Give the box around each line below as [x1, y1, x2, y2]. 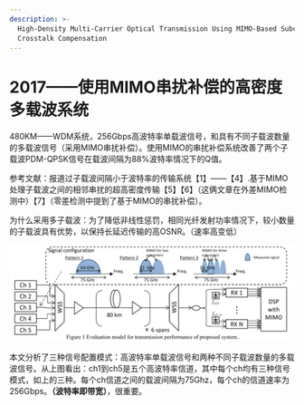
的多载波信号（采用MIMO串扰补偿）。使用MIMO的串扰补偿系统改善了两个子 [9, 142, 289, 153]
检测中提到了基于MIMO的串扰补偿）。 [69, 196, 207, 207]
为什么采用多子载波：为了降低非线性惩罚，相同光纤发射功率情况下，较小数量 [9, 215, 295, 226]
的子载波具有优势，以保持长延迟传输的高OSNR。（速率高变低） [9, 227, 242, 237]
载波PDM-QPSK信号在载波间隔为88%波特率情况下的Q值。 [9, 154, 227, 165]
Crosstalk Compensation [17, 34, 107, 43]
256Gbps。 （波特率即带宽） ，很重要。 [9, 386, 147, 397]
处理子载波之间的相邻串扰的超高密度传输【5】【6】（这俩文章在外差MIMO [9, 184, 280, 195]
